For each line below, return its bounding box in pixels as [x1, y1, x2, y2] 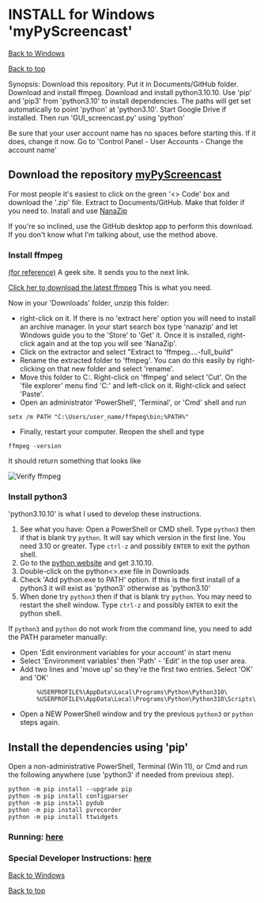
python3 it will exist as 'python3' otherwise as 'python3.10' [19, 584, 211, 593]
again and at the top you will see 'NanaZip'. [36, 339, 178, 349]
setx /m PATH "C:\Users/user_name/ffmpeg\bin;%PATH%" [8, 413, 190, 421]
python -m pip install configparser [8, 792, 129, 801]
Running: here [8, 832, 64, 843]
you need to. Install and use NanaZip [8, 206, 128, 215]
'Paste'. [19, 390, 44, 399]
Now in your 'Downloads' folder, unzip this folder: [8, 299, 170, 308]
